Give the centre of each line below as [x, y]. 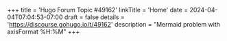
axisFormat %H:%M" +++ [44, 31]
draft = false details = [94, 17]
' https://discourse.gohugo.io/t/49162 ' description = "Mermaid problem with [114, 24]
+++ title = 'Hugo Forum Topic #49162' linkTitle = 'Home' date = [98, 10]
